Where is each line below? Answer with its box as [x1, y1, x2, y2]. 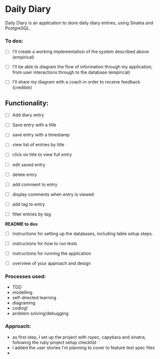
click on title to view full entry [12, 152, 72, 158]
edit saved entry [12, 162, 46, 168]
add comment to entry [12, 181, 58, 187]
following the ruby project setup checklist [12, 339, 97, 345]
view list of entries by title [12, 142, 65, 148]
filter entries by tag [12, 211, 51, 217]
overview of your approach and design [12, 261, 91, 267]
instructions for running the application [12, 251, 91, 257]
